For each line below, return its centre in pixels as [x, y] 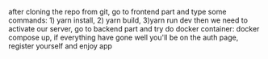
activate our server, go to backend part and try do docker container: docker [134, 29]
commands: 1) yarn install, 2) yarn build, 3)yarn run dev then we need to [128, 20]
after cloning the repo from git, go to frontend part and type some [117, 12]
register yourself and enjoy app [61, 46]
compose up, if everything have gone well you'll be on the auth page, [124, 37]
